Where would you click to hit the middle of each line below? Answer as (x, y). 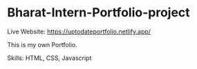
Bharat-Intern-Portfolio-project (98, 13)
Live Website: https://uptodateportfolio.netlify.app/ (79, 31)
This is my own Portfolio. (42, 44)
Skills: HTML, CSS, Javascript (49, 58)
